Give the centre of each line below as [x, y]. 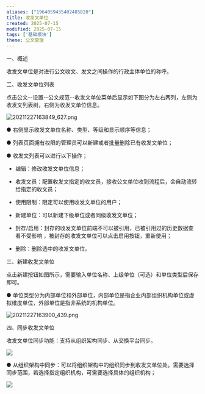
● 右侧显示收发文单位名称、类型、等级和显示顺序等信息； [79, 130]
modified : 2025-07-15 [34, 29]
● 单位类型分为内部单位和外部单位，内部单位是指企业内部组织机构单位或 [98, 295]
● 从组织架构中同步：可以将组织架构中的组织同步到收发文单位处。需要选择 [100, 365]
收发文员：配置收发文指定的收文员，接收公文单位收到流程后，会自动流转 [106, 181]
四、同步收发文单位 [31, 328]
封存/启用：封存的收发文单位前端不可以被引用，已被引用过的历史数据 [102, 228]
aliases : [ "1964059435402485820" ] [50, 12]
